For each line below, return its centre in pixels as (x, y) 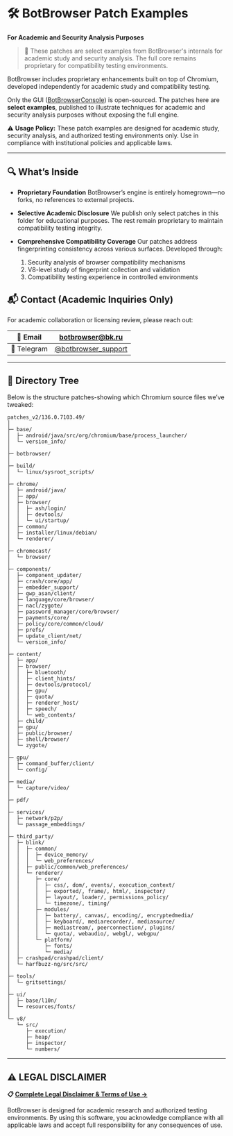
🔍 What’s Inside (43, 172)
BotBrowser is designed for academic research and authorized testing (107, 1110)
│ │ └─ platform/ (40, 940)
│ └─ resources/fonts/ (42, 1007)
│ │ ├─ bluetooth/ (37, 673)
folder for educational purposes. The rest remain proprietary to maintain (120, 220)
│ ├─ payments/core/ (38, 618)
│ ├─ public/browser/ (40, 733)
